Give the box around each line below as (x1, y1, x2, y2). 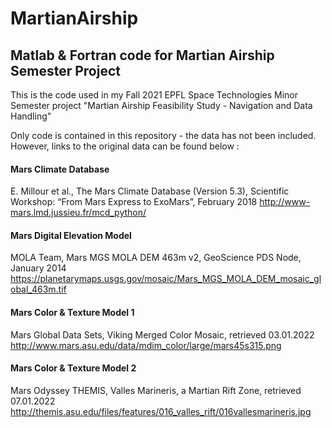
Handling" (10, 110, 52, 122)
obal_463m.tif (10, 283, 67, 296)
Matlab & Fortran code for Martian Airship (10, 47, 275, 64)
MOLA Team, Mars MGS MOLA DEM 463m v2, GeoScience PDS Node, (10, 252, 302, 264)
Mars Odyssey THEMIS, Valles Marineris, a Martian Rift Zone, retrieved (10, 384, 302, 396)
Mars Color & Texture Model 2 (10, 362, 137, 374)
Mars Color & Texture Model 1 (10, 307, 135, 318)
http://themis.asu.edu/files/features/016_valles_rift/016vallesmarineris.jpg (10, 405, 312, 417)
